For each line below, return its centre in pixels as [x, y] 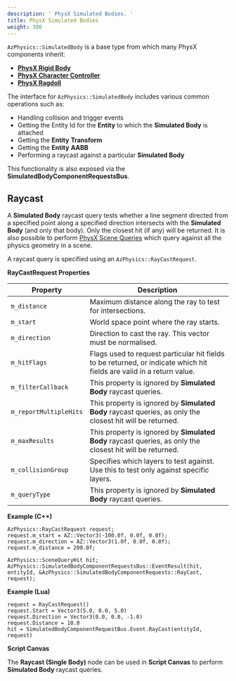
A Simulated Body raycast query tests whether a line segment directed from [118, 215]
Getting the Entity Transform [60, 140]
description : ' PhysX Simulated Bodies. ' [70, 14]
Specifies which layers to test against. [152, 461]
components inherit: [36, 54]
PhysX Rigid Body [44, 68]
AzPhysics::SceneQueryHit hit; [53, 561]
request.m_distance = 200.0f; [52, 548]
